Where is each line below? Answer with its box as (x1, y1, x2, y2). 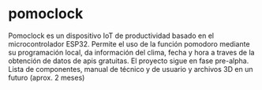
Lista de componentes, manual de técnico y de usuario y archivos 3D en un (8, 64, 253, 73)
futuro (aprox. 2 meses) (8, 73, 85, 82)
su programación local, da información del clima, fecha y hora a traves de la (8, 47, 255, 57)
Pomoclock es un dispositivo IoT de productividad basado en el (8, 31, 215, 40)
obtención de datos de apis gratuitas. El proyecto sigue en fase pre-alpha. (8, 56, 249, 66)
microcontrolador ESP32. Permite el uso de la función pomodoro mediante (8, 39, 250, 48)
